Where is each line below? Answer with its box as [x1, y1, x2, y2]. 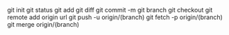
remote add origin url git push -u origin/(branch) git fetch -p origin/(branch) [7, 13, 223, 21]
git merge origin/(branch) [7, 21, 80, 28]
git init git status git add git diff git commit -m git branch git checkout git [7, 6, 213, 14]
